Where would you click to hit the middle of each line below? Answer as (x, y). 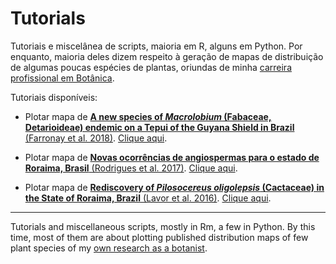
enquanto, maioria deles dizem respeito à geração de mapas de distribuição (167, 56)
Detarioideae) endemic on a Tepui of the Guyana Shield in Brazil (159, 127)
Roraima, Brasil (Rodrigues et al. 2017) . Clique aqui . (131, 168)
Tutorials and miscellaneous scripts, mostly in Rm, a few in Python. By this (163, 226)
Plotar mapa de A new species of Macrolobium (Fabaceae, (148, 116)
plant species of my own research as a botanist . (109, 248)
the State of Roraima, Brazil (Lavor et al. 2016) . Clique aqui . (148, 198)
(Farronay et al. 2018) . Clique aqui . (96, 138)
